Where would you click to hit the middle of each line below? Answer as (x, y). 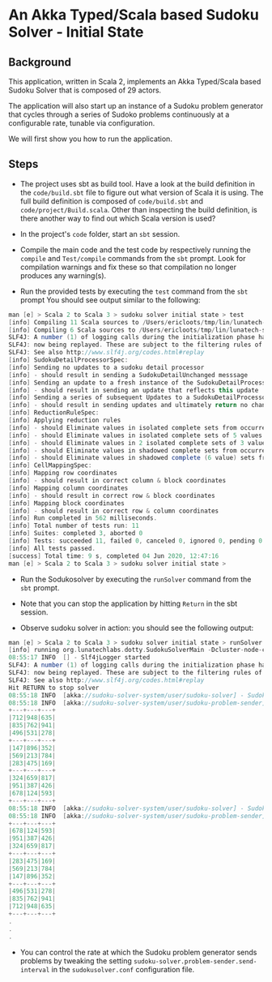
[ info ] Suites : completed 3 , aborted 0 (76, 534)
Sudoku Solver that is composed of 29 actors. (85, 90)
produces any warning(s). (63, 275)
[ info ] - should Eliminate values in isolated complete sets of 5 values (136, 435)
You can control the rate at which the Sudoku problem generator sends (138, 952)
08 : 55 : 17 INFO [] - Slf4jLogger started (79, 658)
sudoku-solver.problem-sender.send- (195, 961)
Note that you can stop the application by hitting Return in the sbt (129, 603)
